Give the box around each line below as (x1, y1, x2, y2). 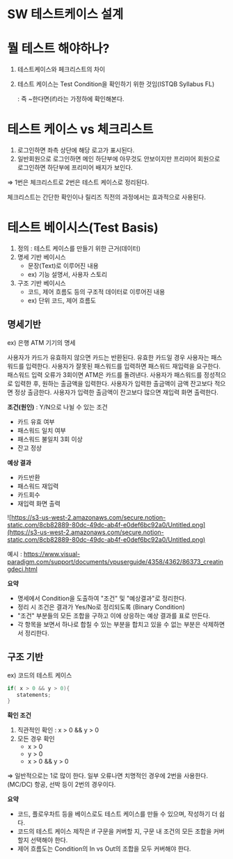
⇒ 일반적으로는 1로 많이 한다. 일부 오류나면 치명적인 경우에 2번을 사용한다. (7, 771, 209, 780)
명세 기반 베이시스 (17, 253, 66, 261)
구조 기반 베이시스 (17, 279, 66, 287)
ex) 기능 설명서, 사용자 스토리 (27, 271, 108, 278)
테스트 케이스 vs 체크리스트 (7, 122, 154, 138)
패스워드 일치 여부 (17, 426, 66, 435)
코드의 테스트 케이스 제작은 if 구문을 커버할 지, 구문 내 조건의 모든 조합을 (17, 827, 212, 835)
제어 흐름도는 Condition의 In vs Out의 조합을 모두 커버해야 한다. (17, 844, 191, 853)
